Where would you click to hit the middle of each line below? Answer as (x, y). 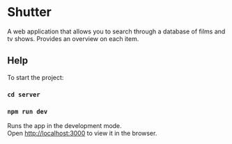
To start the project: (36, 77)
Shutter (30, 12)
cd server (24, 94)
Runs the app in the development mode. (64, 125)
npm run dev (28, 111)
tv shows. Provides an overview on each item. (73, 38)
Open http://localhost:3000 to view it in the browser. (82, 133)
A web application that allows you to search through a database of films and (116, 31)
